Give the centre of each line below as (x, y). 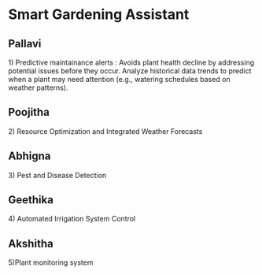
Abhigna (30, 156)
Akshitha (31, 243)
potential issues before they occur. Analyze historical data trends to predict (130, 71)
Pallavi (25, 44)
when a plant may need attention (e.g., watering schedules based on (119, 79)
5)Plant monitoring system (51, 262)
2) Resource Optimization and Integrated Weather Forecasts (105, 131)
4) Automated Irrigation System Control (72, 219)
